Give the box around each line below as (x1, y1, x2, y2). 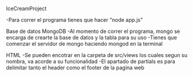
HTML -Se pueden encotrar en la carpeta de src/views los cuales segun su (6, 52, 188, 58)
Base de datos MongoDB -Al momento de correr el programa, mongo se (6, 28, 181, 35)
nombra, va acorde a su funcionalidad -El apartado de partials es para (6, 58, 175, 65)
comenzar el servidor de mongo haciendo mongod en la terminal (6, 41, 163, 47)
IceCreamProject (6, 5, 47, 12)
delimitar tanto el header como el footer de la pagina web (6, 64, 145, 71)
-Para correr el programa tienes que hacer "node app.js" (6, 16, 143, 23)
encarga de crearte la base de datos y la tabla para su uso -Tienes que (6, 34, 177, 41)
